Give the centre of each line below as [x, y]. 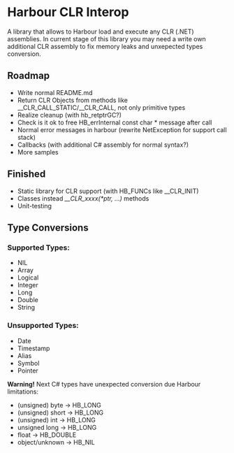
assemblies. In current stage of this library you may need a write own [107, 38]
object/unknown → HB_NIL [56, 442]
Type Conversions [48, 228]
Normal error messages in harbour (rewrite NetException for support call [122, 129]
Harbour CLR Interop [68, 12]
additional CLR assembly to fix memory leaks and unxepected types [105, 46]
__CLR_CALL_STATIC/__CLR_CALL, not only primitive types [101, 107]
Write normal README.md [55, 92]
